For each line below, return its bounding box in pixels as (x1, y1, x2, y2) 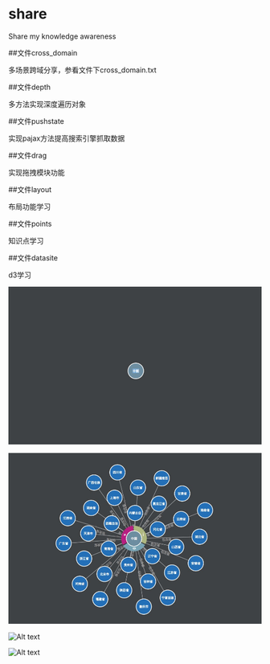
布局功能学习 (8, 202, 51, 211)
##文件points (8, 219, 52, 228)
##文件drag (8, 150, 47, 160)
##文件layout (8, 184, 52, 194)
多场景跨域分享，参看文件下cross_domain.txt (8, 65, 157, 75)
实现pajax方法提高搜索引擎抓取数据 (8, 133, 125, 143)
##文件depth (8, 82, 51, 92)
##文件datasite (8, 252, 59, 262)
